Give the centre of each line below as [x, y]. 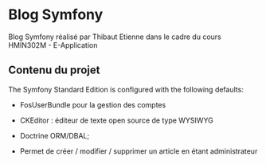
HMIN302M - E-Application [53, 45]
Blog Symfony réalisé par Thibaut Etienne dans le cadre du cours [115, 37]
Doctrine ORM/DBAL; [55, 135]
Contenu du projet [54, 70]
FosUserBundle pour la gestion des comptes [93, 104]
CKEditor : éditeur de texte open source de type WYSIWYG [116, 120]
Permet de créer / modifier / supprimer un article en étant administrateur [139, 151]
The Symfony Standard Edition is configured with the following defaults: [126, 89]
